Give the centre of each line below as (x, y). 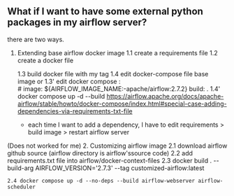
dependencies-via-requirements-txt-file (75, 111)
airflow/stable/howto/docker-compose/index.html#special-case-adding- (122, 104)
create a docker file (45, 60)
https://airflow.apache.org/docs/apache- (165, 96)
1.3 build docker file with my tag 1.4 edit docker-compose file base (113, 73)
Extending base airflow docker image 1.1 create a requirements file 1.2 (117, 52)
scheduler (22, 187)
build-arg (21, 168)
